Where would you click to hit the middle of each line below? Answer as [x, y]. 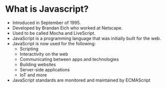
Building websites [38, 64]
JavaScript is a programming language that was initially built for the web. [86, 38]
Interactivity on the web [44, 54]
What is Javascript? [47, 9]
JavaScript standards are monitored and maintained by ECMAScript [81, 80]
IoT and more [33, 75]
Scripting [29, 49]
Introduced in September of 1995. [47, 23]
